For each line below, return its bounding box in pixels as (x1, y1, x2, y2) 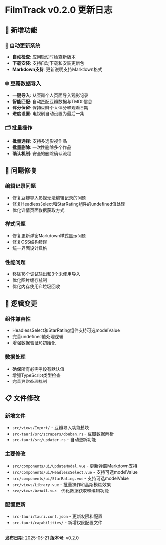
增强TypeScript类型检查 (12, 372, 61, 378)
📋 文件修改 (5, 394, 40, 403)
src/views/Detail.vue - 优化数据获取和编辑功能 (12, 488, 109, 493)
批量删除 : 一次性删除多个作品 (12, 144, 72, 150)
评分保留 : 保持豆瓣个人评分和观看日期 (12, 105, 89, 110)
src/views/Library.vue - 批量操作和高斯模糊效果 (12, 481, 111, 487)
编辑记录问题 (5, 182, 36, 189)
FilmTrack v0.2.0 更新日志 (5, 4, 113, 16)
